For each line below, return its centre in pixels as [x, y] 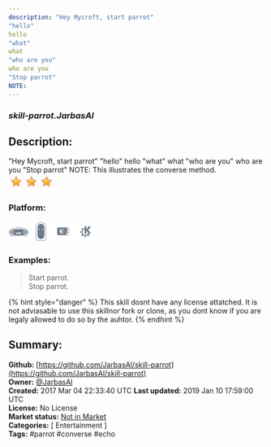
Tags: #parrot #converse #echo [62, 434]
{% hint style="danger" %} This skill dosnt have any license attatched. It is [133, 302]
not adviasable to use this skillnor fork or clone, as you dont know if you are [135, 310]
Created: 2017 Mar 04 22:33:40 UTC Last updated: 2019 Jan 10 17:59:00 [131, 390]
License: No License [43, 408]
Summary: [35, 345]
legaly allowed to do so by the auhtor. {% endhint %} [97, 319]
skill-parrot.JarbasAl [52, 116]
